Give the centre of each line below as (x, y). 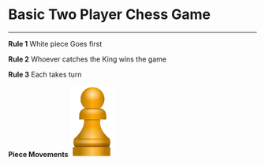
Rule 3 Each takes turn (45, 74)
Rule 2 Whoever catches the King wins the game (88, 59)
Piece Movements (38, 154)
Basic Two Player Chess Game (110, 15)
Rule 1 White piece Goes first (55, 43)
